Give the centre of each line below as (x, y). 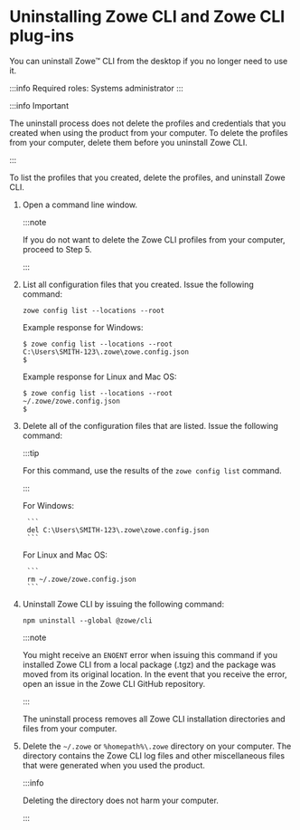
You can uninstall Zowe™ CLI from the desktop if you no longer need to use (149, 61)
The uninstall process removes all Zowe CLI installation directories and (154, 719)
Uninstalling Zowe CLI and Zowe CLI (147, 17)
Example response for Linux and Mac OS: (99, 377)
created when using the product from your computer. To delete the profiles (149, 132)
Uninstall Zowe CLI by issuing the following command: (123, 604)
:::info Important (39, 105)
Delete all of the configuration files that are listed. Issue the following (150, 425)
